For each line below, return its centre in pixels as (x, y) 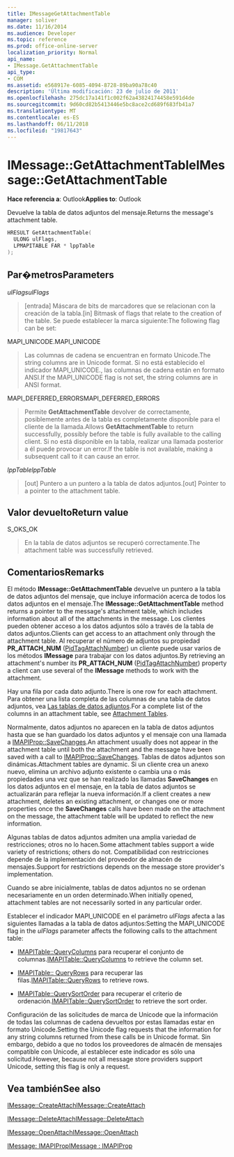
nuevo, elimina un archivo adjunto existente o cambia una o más (99, 772)
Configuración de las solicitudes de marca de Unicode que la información (112, 1015)
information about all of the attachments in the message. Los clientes (106, 619)
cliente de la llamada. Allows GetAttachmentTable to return (109, 426)
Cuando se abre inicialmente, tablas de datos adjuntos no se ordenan (107, 888)
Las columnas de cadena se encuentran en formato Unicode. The (117, 355)
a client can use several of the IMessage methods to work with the (103, 671)
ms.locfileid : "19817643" (45, 130)
